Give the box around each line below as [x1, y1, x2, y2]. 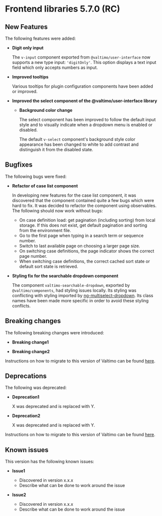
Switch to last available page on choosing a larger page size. [19, 243, 140, 249]
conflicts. [12, 303, 31, 309]
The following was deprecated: [5, 385, 67, 391]
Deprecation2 [12, 413, 41, 419]
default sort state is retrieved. [19, 263, 78, 269]
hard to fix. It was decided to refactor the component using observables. [12, 203, 157, 208]
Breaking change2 [12, 348, 50, 354]
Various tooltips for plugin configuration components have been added [12, 83, 153, 89]
